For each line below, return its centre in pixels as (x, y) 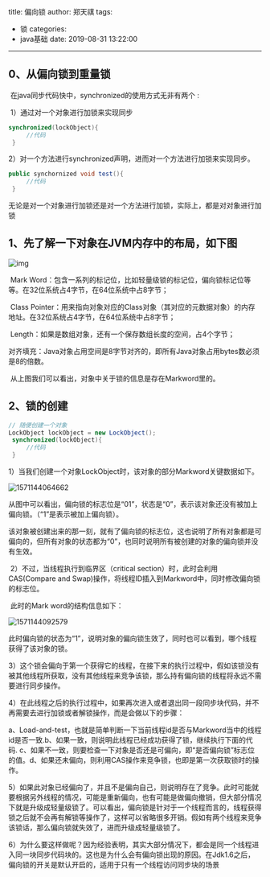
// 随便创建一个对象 (38, 425)
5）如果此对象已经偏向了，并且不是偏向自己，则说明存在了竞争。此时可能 (130, 788)
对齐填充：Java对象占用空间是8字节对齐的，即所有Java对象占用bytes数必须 (134, 351)
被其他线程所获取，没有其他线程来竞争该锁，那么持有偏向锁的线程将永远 (128, 676)
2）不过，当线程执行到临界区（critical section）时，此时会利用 (114, 569)
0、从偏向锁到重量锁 (59, 74)
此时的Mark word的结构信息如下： (67, 606)
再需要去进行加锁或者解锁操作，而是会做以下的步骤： (96, 713)
